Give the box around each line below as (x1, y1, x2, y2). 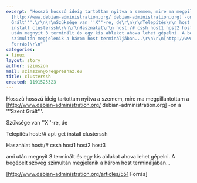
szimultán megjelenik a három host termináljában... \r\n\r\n (11, 36, 164, 42)
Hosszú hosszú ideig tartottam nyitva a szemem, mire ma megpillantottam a (6, 95, 189, 102)
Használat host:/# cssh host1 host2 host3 (6, 141, 106, 149)
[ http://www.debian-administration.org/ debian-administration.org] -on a (6, 102, 182, 108)
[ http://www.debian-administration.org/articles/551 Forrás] (6, 171, 148, 177)
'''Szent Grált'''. (6, 108, 44, 115)
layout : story (6, 57, 41, 63)
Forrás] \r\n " (11, 42, 43, 47)
